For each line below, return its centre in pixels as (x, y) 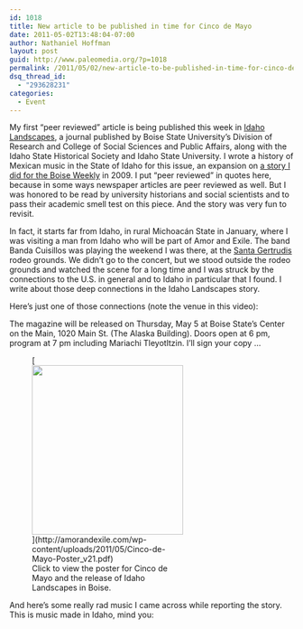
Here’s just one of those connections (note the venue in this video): (134, 306)
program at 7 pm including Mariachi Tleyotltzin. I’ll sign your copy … (135, 343)
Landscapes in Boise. (72, 587)
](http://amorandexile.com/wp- (89, 540)
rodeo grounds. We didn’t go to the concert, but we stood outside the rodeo (150, 260)
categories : (32, 93)
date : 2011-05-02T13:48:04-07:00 (72, 34)
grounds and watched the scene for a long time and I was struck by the (142, 270)
